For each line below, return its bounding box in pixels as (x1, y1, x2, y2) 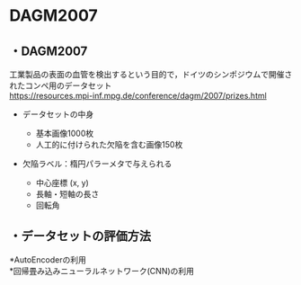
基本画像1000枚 (35, 128, 94, 138)
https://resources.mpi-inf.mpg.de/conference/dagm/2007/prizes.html (9, 91, 267, 101)
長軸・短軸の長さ (35, 189, 100, 199)
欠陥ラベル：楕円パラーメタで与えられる (22, 158, 173, 169)
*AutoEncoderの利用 (9, 254, 87, 265)
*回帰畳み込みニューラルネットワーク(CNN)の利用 (9, 265, 195, 276)
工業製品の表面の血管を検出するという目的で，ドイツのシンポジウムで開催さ (9, 69, 293, 79)
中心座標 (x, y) (35, 177, 90, 188)
